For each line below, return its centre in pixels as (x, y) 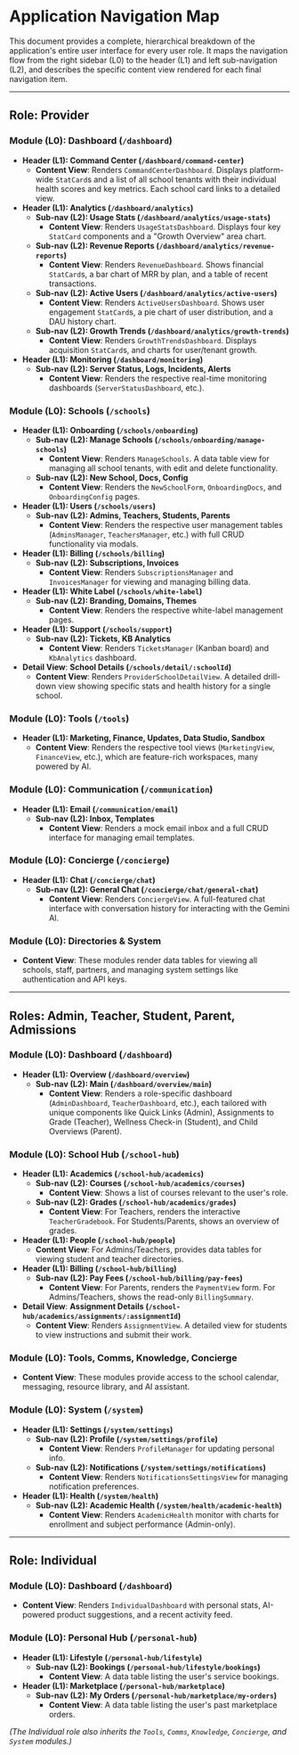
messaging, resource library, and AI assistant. (106, 1387)
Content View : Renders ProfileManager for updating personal (162, 1448)
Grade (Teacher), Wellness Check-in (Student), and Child (153, 1122)
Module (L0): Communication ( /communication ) (111, 789)
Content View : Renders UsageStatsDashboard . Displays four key (165, 227)
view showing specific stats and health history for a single (164, 686)
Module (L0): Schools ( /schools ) (80, 410)
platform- (267, 169)
